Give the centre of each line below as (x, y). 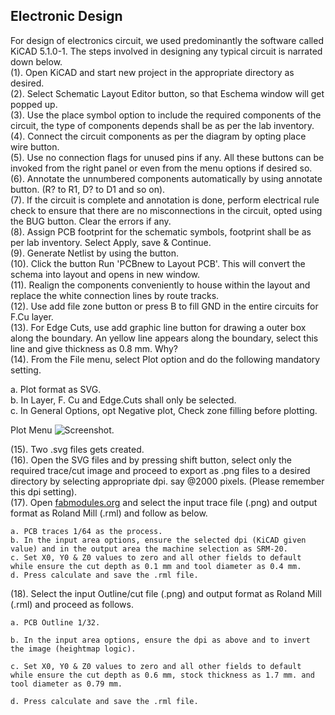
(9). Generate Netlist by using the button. (95, 253)
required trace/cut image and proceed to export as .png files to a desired (160, 470)
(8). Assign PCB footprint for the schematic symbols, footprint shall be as (161, 231)
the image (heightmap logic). (73, 649)
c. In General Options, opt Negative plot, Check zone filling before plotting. (164, 410)
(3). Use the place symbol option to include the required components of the (166, 115)
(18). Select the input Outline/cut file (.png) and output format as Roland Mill (166, 593)
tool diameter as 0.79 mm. (66, 684)
